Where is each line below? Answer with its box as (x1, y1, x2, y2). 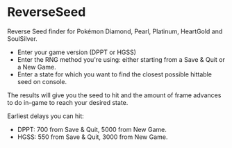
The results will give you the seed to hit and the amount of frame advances (7, 91, 222, 99)
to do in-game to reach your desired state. (7, 98, 129, 106)
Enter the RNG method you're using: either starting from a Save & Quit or (17, 55, 226, 63)
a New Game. (17, 63, 57, 71)
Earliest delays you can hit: (7, 112, 85, 120)
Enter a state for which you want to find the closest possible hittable (17, 70, 212, 79)
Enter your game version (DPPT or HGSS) (17, 48, 137, 56)
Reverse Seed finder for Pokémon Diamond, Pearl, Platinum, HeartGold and (7, 27, 223, 35)
